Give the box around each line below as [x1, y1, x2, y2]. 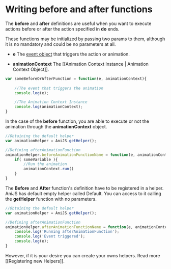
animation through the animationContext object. [5, 124, 107, 130]
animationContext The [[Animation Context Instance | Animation [12, 61, 149, 67]
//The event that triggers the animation [14, 86, 103, 91]
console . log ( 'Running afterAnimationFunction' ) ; [14, 229, 120, 234]
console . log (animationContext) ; [14, 104, 83, 110]
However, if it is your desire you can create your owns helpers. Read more [5, 252, 160, 258]
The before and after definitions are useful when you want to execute [5, 20, 152, 26]
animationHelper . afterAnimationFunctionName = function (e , [5, 224, 133, 230]
